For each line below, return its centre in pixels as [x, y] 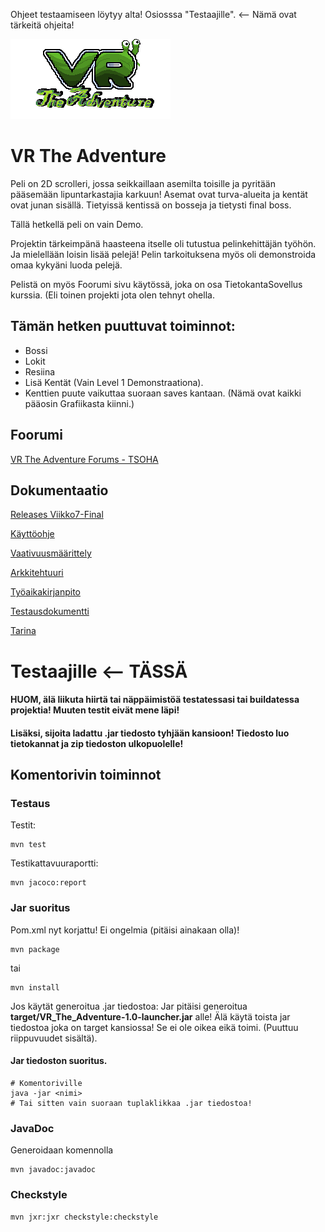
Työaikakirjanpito [45, 592]
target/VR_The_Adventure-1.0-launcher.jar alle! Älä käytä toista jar [150, 1016]
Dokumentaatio [59, 490]
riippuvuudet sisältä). [54, 1038]
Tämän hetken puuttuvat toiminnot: [123, 326]
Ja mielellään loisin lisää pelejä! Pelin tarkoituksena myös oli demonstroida [163, 254]
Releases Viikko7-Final [57, 515]
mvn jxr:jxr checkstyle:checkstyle [84, 1217]
